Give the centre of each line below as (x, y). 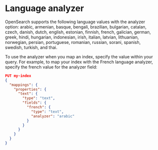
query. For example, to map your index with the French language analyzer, (79, 62)
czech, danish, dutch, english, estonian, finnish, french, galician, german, (78, 32)
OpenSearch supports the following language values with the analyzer (75, 22)
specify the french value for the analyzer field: (51, 67)
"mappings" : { (24, 85)
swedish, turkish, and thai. (31, 47)
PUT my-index (18, 76)
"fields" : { (35, 103)
